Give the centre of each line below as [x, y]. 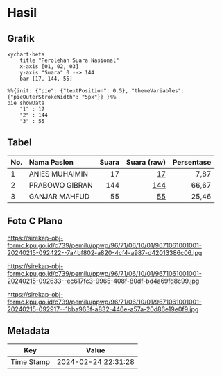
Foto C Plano [35, 221]
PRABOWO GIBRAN [61, 185]
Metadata [28, 331]
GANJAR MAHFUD [59, 196]
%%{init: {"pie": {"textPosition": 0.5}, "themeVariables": [96, 91]
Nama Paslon [51, 162]
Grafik [21, 39]
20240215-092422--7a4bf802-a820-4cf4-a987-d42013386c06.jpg [105, 252]
